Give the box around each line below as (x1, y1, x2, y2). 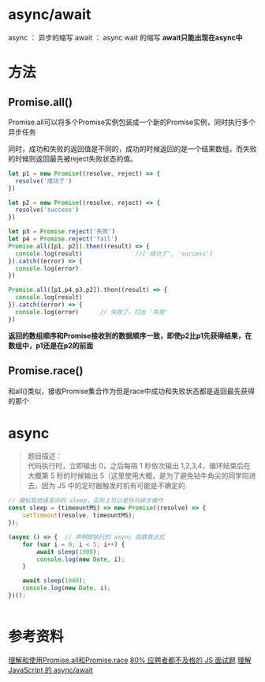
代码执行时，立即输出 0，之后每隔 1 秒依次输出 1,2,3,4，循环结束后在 (27, 461, 251, 471)
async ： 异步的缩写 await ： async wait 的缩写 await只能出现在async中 (8, 32, 243, 42)
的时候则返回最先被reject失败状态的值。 (8, 153, 138, 163)
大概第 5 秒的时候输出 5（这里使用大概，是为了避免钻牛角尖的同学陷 (27, 471, 250, 480)
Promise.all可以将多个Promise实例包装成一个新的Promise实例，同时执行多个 (8, 117, 256, 127)
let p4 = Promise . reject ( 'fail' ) (8, 235, 118, 243)
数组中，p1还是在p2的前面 (8, 340, 94, 350)
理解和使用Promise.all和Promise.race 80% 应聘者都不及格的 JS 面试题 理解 (8, 655, 252, 665)
